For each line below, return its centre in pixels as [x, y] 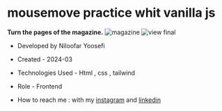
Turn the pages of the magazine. [55, 32]
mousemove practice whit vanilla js [111, 13]
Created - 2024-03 [45, 59]
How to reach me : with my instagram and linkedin [89, 100]
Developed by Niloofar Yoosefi [61, 45]
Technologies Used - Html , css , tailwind [76, 73]
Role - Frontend [40, 86]
